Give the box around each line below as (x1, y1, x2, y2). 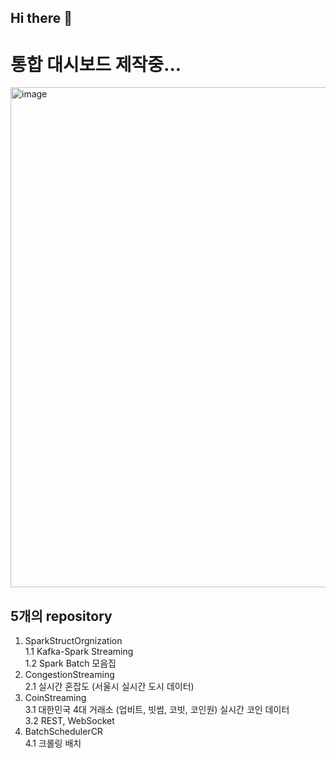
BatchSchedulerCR (24, 726, 103, 738)
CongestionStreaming (24, 669, 115, 681)
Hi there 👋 (10, 10, 73, 27)
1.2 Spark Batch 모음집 (24, 657, 117, 670)
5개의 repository (10, 607, 113, 625)
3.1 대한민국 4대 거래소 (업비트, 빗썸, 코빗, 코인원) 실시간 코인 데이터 (24, 704, 290, 716)
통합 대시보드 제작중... (10, 53, 182, 76)
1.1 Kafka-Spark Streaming (24, 646, 134, 658)
